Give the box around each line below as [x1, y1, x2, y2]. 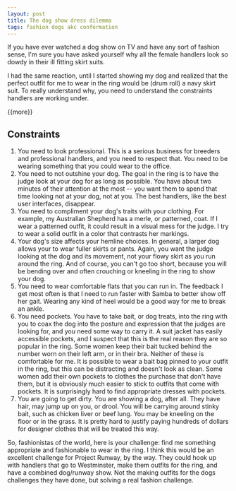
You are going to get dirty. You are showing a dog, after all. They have [17, 395, 221, 403]
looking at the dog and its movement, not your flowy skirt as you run [17, 252, 216, 261]
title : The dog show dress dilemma [7, 17, 112, 24]
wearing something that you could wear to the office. [17, 162, 172, 170]
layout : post [7, 10, 46, 18]
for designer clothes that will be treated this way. [17, 425, 160, 433]
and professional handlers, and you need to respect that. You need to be [17, 155, 228, 163]
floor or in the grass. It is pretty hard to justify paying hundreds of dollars [17, 418, 229, 426]
